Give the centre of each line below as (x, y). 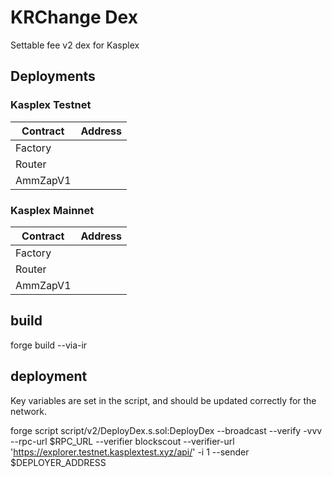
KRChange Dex (74, 17)
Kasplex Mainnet (52, 210)
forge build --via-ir (49, 345)
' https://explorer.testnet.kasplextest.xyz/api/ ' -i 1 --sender (130, 452)
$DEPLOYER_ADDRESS (58, 462)
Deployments (53, 76)
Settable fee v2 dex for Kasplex (75, 45)
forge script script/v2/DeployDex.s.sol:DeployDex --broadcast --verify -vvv (166, 430)
